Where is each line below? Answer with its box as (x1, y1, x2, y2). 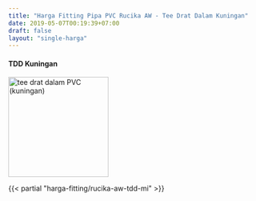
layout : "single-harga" (8, 34, 88, 42)
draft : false (8, 26, 52, 34)
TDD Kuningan (8, 58, 58, 68)
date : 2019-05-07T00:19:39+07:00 (8, 19, 120, 27)
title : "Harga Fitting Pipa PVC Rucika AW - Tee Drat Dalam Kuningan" (8, 11, 249, 20)
